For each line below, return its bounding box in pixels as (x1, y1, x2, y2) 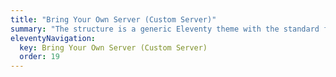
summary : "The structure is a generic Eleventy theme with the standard (10, 24, 320, 34)
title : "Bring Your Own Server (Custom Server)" (10, 14, 217, 25)
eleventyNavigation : (10, 33, 97, 43)
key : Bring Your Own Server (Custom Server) (19, 42, 208, 53)
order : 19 (19, 52, 60, 62)
